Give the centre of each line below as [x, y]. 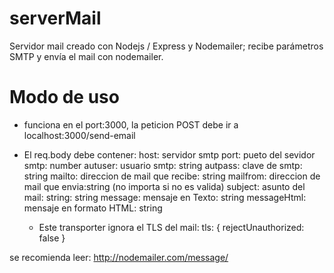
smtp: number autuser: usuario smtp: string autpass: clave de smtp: [163, 165]
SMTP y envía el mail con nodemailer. [86, 56]
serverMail [55, 18]
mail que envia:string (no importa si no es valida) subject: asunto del [164, 186]
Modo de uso [64, 97]
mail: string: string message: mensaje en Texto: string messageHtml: [165, 197]
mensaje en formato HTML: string [93, 208]
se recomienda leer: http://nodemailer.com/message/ [119, 257]
